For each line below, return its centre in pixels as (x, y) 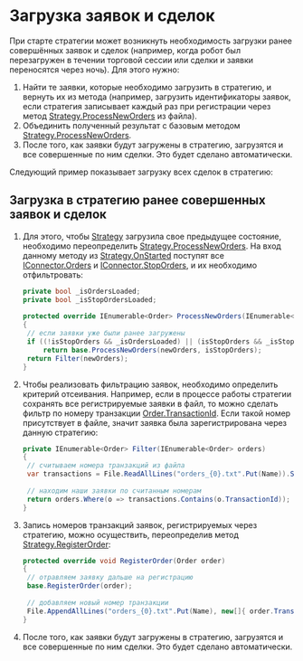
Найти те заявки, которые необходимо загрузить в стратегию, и (147, 87)
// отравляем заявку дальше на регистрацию (110, 578)
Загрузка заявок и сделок (112, 16)
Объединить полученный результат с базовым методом (132, 125)
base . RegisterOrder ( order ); (80, 586)
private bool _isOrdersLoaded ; (81, 291)
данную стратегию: (60, 432)
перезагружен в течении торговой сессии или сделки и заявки (132, 60)
